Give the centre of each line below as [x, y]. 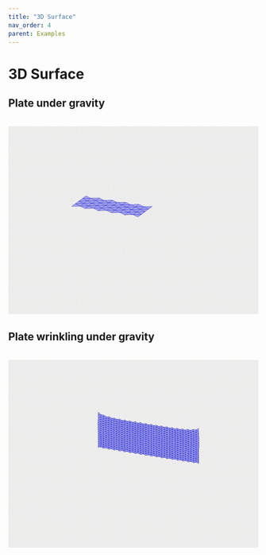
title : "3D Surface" [42, 17]
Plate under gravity [57, 103]
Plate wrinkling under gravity [81, 337]
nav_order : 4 [30, 25]
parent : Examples [37, 33]
